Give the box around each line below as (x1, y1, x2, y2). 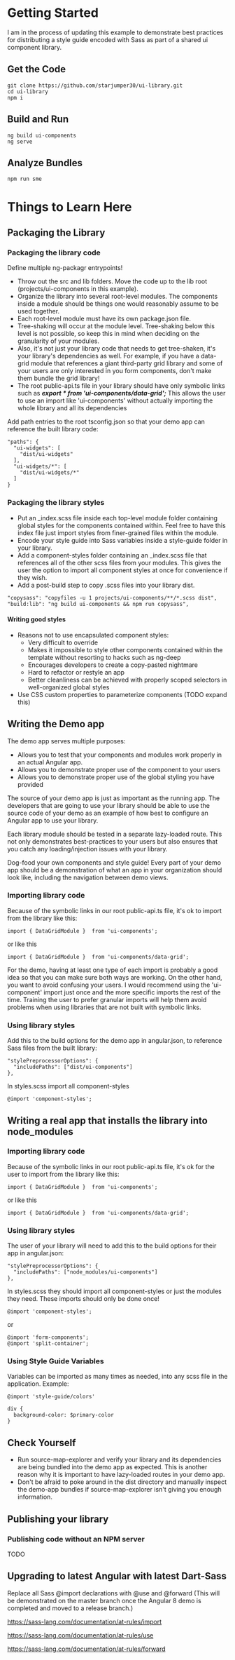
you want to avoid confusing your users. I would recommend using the (7, 980, 211, 989)
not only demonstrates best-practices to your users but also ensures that (7, 837, 218, 846)
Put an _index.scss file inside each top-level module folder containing (17, 513, 218, 522)
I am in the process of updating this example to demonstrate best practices (7, 28, 224, 36)
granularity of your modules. (17, 337, 100, 345)
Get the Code (7, 63, 66, 75)
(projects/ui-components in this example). (17, 285, 138, 293)
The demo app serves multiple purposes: (7, 736, 126, 745)
